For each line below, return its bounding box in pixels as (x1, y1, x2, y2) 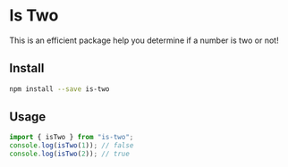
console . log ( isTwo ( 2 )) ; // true (9, 149, 130, 159)
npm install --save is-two (9, 84, 110, 94)
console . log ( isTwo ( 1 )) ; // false (9, 141, 134, 150)
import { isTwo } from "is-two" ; (9, 133, 134, 142)
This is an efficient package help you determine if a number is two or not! (9, 35, 279, 46)
